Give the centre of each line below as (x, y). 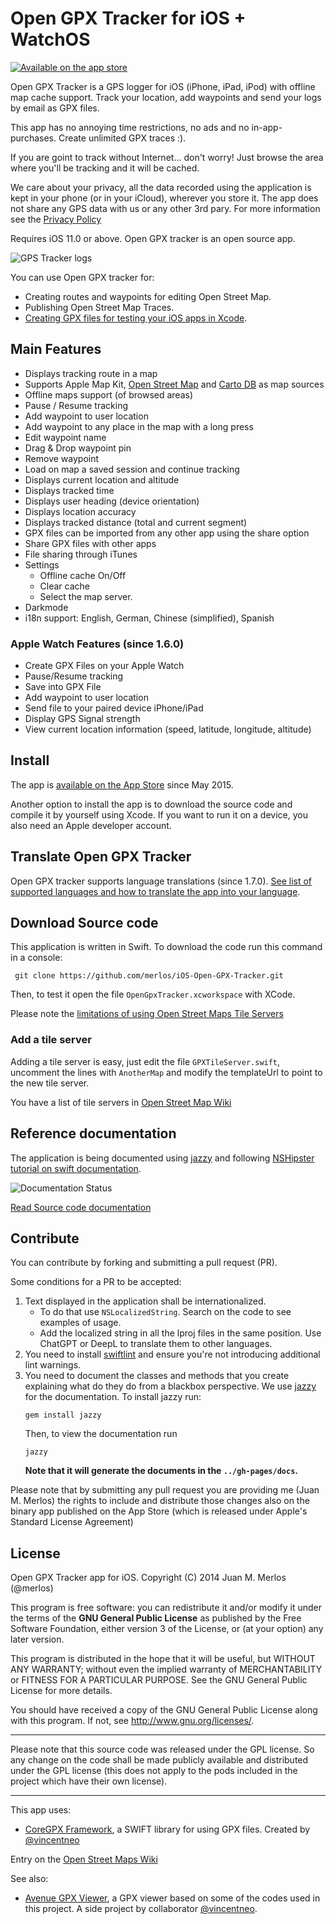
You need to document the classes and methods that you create (157, 1376)
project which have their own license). (89, 1781)
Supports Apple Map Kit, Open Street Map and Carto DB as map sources (174, 384)
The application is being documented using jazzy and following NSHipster (162, 1158)
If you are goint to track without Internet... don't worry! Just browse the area (167, 157)
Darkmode (46, 607)
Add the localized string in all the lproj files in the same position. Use (180, 1333)
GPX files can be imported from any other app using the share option (167, 533)
